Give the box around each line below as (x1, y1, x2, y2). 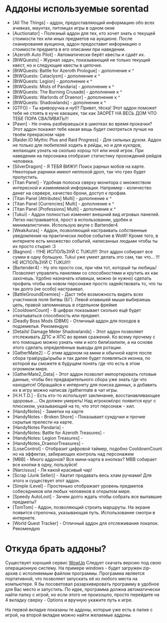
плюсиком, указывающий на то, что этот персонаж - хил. (12, 403, 136, 409)
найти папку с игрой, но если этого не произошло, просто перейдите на (5, 591, 160, 597)
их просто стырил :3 (12, 243, 56, 249)
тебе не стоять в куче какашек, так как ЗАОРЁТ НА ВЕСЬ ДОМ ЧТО (12, 110, 157, 116)
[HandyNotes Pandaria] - (12, 424, 64, 430)
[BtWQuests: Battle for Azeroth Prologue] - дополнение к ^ (12, 67, 135, 73)
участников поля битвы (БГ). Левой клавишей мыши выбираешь (12, 296, 151, 302)
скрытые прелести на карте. (12, 419, 74, 425)
